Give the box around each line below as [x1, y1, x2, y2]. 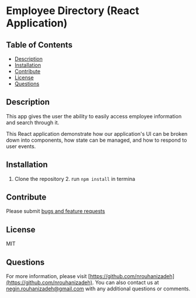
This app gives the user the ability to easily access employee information [6, 112, 182, 119]
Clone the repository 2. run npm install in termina [14, 175, 136, 182]
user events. [6, 142, 36, 150]
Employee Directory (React [6, 4, 139, 18]
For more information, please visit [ [6, 273, 91, 280]
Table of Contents [6, 40, 73, 50]
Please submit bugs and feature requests [6, 208, 105, 215]
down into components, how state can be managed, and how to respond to [6, 136, 187, 143]
